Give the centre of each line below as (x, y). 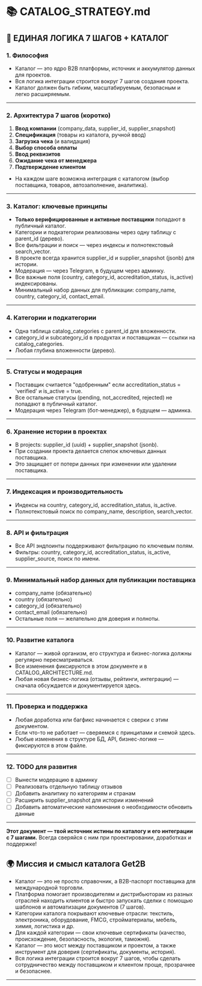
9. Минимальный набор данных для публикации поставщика (101, 580)
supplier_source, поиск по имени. (57, 559)
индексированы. (36, 284)
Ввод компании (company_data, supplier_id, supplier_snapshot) (95, 129)
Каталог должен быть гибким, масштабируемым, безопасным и (98, 88)
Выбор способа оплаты (46, 148)
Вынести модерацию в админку (56, 780)
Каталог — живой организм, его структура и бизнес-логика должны (103, 653)
